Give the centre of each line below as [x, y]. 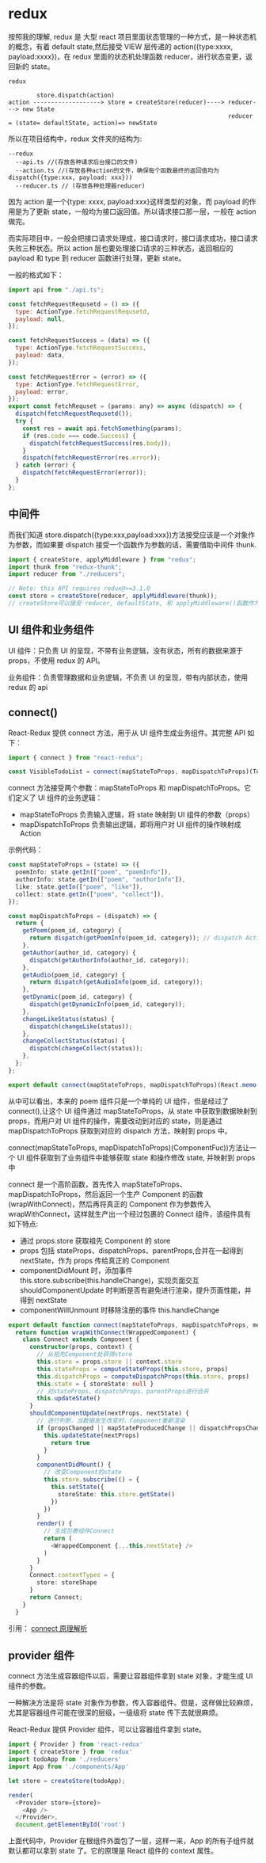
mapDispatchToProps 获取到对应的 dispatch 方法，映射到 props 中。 [120, 1130]
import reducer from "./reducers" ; [67, 574]
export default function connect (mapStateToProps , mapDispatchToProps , [129, 1325]
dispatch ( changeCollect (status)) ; [86, 1049]
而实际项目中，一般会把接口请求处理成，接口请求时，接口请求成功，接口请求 [133, 238]
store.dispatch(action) [76, 95]
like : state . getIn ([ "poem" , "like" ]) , [80, 887]
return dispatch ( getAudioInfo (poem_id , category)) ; [116, 982]
